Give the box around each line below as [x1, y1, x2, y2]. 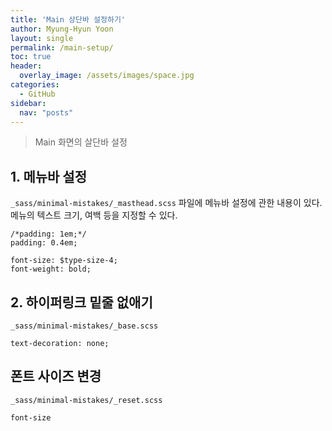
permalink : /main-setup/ [10, 42, 114, 53]
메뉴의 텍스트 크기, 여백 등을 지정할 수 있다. [10, 209, 178, 221]
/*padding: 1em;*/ [10, 229, 87, 240]
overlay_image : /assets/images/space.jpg [19, 71, 195, 81]
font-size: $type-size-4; [10, 256, 118, 266]
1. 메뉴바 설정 [10, 168, 87, 185]
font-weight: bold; [10, 264, 92, 275]
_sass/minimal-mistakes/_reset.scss [10, 395, 163, 405]
